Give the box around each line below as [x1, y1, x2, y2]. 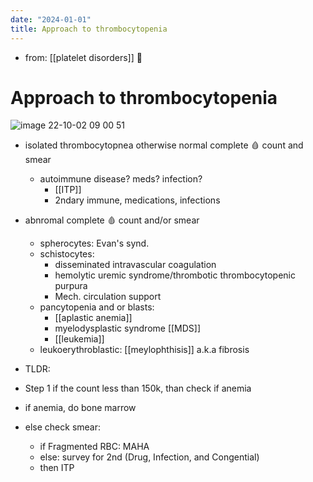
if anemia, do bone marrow [24, 402, 137, 414]
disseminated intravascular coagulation [54, 259, 217, 271]
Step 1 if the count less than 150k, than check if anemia [24, 382, 252, 395]
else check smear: [24, 421, 102, 433]
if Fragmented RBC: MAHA [39, 441, 150, 453]
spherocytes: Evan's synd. [39, 237, 150, 250]
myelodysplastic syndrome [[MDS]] [54, 322, 202, 335]
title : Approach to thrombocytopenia [10, 24, 168, 34]
